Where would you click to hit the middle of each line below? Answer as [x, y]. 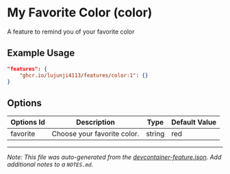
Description [95, 123]
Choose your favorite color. [95, 134]
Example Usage [41, 53]
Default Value [194, 123]
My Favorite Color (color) [80, 13]
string [155, 134]
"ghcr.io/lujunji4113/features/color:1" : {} [84, 75]
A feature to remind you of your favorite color [71, 32]
